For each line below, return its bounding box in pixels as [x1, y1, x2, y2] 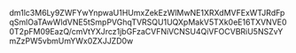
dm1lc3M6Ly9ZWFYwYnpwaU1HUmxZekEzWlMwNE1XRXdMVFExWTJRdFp [9, 8, 285, 18]
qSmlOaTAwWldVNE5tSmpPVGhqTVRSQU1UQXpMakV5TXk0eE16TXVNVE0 [9, 17, 287, 27]
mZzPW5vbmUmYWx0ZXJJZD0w [9, 35, 134, 46]
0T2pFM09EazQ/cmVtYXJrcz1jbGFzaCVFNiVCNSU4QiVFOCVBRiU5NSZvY [9, 26, 284, 36]
